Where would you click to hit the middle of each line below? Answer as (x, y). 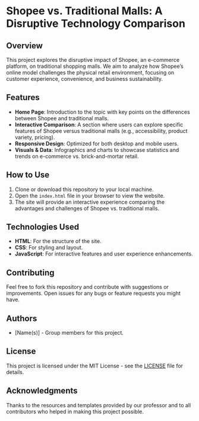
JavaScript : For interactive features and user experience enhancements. (104, 254)
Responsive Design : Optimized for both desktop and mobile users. (97, 144)
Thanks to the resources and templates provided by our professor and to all (99, 405)
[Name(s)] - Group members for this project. (69, 333)
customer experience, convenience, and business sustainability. (85, 79)
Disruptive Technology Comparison (96, 24)
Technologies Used (42, 227)
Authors (22, 318)
